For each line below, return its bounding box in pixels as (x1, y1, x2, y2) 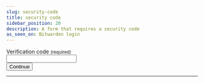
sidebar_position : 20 (6, 20, 61, 26)
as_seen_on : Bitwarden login (6, 32, 80, 38)
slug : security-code (6, 8, 59, 15)
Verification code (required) (6, 48, 72, 55)
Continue (9, 64, 30, 70)
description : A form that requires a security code (6, 25, 140, 32)
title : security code (6, 15, 61, 21)
